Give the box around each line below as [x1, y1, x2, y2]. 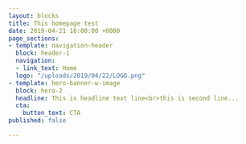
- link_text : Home [15, 64, 78, 72]
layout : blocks [8, 11, 59, 20]
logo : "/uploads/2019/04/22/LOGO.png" [15, 72, 146, 80]
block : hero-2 [15, 86, 63, 95]
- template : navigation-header [8, 42, 113, 50]
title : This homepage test [8, 19, 99, 27]
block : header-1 [15, 49, 70, 57]
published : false [8, 117, 67, 125]
